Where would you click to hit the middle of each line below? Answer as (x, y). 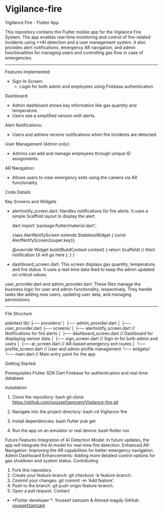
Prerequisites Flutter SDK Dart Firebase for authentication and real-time (76, 373)
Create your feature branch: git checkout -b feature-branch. (72, 475)
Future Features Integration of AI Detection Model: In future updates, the (77, 440)
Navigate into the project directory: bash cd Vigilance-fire (70, 411)
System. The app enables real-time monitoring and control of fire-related (78, 37)
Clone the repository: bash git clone (48, 397)
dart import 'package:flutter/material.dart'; (54, 226)
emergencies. (19, 57)
